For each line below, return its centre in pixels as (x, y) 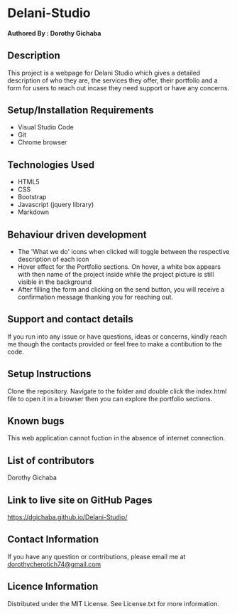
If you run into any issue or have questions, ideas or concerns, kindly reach (117, 337)
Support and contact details (70, 319)
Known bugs (36, 421)
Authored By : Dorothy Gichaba (54, 33)
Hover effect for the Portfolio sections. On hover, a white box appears (119, 267)
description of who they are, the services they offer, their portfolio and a (112, 80)
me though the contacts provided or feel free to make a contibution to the (115, 344)
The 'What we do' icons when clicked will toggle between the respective (123, 252)
